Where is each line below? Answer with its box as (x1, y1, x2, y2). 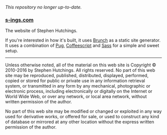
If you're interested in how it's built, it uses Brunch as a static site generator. (5, 37, 161, 44)
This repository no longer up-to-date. (5, 4, 82, 10)
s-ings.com (5, 16, 34, 23)
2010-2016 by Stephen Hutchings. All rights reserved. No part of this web (5, 67, 156, 73)
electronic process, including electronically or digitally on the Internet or (5, 89, 153, 94)
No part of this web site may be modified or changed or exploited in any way (5, 108, 162, 114)
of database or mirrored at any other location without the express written (5, 119, 155, 125)
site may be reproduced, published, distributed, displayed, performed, (5, 73, 149, 79)
